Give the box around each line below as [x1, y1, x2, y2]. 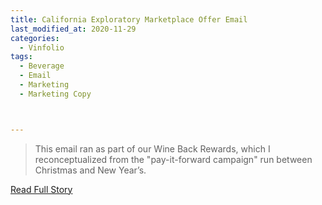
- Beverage [19, 61, 65, 71]
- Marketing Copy [19, 89, 92, 99]
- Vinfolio [19, 42, 65, 53]
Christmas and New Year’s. [34, 164, 147, 176]
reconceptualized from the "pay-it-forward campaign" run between [34, 153, 313, 165]
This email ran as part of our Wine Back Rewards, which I [34, 142, 271, 155]
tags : [10, 52, 33, 62]
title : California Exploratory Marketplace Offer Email [10, 14, 248, 25]
